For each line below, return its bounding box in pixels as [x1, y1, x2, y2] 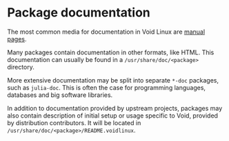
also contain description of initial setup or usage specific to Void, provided [7, 111, 219, 120]
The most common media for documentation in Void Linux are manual [7, 28, 206, 36]
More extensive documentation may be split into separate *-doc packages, [7, 76, 219, 84]
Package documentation [7, 5, 150, 21]
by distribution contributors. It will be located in [7, 118, 141, 127]
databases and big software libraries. [7, 91, 113, 99]
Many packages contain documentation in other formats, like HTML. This [7, 48, 215, 56]
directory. [7, 63, 34, 71]
